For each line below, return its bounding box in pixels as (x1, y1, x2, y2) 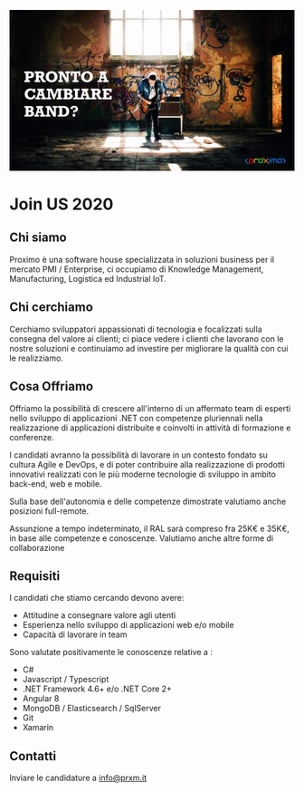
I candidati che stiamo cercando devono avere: (9, 593, 185, 604)
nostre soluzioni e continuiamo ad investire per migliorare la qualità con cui (9, 343, 289, 353)
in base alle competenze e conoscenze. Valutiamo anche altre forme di (9, 532, 274, 544)
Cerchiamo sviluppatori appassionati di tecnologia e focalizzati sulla (9, 324, 262, 334)
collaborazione (9, 542, 65, 553)
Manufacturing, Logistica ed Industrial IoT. (9, 273, 167, 284)
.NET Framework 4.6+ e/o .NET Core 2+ (22, 683, 172, 694)
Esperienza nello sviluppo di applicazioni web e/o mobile (22, 620, 234, 631)
